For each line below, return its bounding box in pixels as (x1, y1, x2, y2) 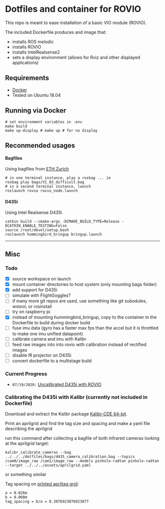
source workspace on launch (12, 276, 71, 282)
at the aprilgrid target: (5, 441, 49, 447)
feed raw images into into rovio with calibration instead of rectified (12, 341, 146, 347)
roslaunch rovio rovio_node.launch (5, 188, 78, 194)
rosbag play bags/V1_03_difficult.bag (5, 180, 84, 185)
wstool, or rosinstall (12, 304, 53, 310)
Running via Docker (5, 107, 66, 115)
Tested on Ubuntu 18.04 (12, 92, 61, 98)
